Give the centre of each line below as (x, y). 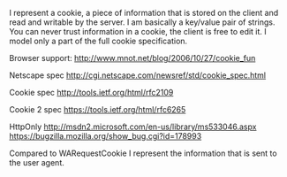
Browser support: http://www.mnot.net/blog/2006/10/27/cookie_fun (132, 58)
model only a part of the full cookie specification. (98, 41)
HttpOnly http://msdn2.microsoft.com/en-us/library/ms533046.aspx (133, 127)
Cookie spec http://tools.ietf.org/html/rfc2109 (91, 92)
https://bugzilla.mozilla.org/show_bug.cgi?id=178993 (106, 136)
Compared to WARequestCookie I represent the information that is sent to (143, 153)
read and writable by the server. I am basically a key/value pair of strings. (142, 22)
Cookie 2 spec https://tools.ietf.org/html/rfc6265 (98, 109)
